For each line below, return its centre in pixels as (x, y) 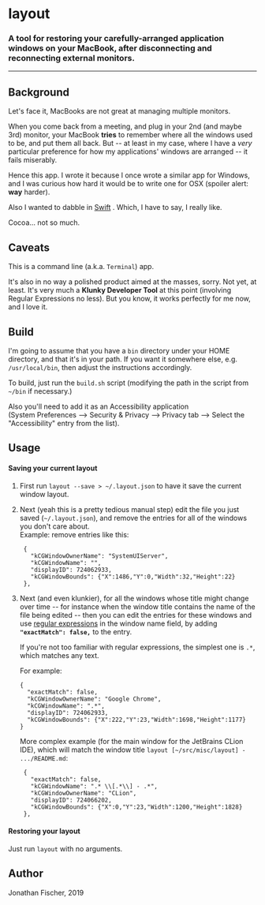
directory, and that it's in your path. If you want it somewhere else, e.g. (123, 359)
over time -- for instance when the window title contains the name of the (137, 606)
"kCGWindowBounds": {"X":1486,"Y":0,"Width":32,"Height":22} (133, 577)
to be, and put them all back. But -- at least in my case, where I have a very (130, 144)
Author (26, 874)
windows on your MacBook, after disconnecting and (110, 48)
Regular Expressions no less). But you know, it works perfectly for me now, (129, 299)
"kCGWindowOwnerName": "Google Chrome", (94, 699)
